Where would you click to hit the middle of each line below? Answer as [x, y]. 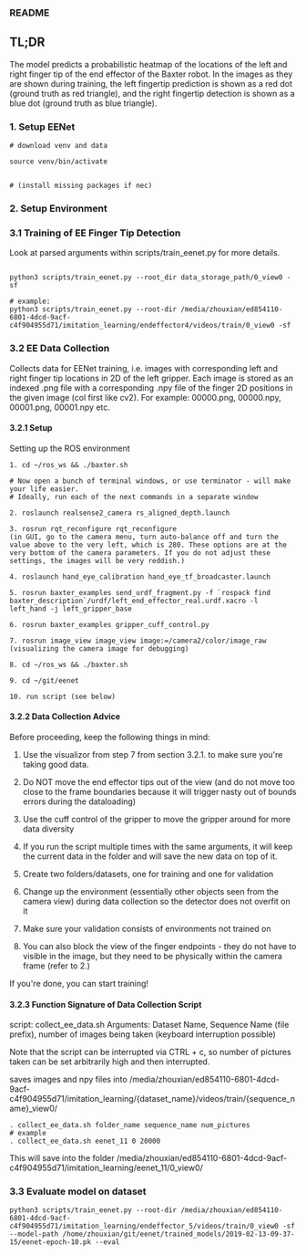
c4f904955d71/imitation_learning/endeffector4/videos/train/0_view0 [142, 326]
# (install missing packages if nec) [81, 186]
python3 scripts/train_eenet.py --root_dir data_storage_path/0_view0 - [150, 277]
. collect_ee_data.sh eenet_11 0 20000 [85, 1141]
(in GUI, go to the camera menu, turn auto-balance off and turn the [144, 537]
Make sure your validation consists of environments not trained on [147, 928]
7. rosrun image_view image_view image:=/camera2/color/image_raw [138, 641]
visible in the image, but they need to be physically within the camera [152, 956]
